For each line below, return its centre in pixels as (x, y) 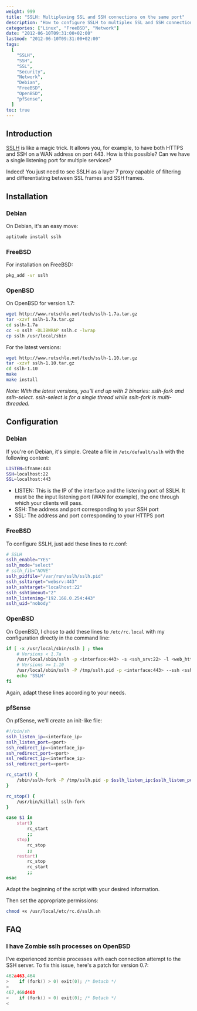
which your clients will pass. (49, 503)
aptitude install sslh (34, 237)
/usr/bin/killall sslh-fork (51, 802)
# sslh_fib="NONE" (28, 571)
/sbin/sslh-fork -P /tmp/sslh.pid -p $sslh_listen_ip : (85, 780)
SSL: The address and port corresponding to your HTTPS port (89, 515)
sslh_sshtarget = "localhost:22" (44, 587)
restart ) (27, 856)
